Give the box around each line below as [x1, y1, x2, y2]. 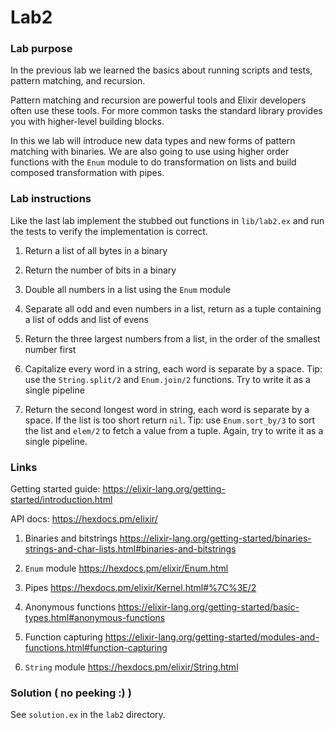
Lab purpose [10, 42, 73, 56]
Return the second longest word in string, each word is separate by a [24, 403, 310, 415]
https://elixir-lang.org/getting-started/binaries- [119, 532, 312, 545]
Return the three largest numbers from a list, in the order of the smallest [24, 332, 321, 345]
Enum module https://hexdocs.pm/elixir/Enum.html [24, 562, 229, 575]
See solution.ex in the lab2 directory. [10, 709, 166, 721]
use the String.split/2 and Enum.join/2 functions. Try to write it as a [24, 373, 311, 385]
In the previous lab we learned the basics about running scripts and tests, [10, 64, 313, 76]
